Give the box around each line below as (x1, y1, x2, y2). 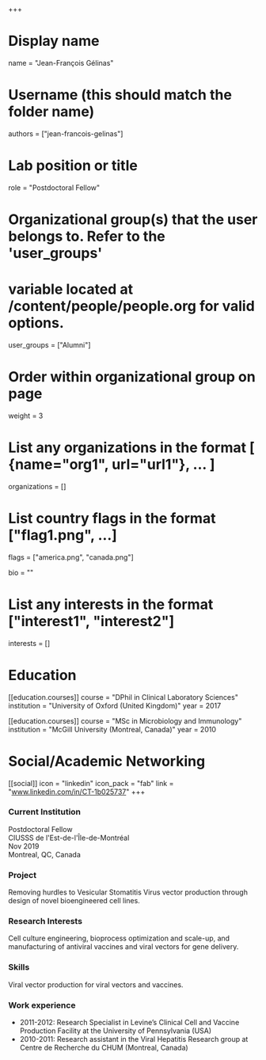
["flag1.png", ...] (8, 526, 117, 544)
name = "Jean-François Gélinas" (8, 58, 114, 67)
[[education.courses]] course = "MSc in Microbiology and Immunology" (8, 716, 242, 725)
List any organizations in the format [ (8, 439, 255, 457)
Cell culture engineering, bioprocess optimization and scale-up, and (8, 933, 230, 943)
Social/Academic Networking (8, 752, 206, 770)
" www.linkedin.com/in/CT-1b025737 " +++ (8, 787, 146, 796)
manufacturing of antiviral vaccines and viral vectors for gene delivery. (8, 942, 239, 952)
